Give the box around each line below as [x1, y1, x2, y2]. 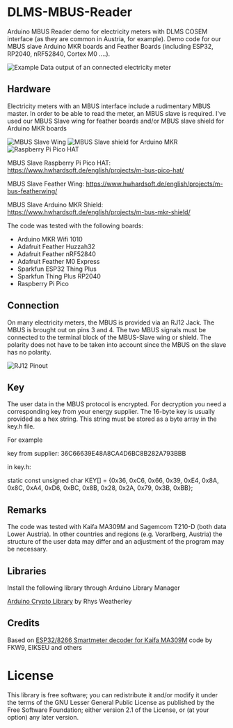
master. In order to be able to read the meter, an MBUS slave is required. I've [7, 109, 227, 117]
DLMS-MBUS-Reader [7, 4, 133, 20]
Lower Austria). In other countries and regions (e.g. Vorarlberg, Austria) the [7, 530, 223, 538]
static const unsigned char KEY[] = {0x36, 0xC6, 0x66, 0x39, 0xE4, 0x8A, [7, 476, 219, 485]
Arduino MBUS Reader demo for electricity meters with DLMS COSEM [7, 27, 208, 36]
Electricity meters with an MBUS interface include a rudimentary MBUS [7, 102, 211, 110]
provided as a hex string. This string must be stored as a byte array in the [7, 415, 217, 423]
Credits [7, 617, 40, 629]
